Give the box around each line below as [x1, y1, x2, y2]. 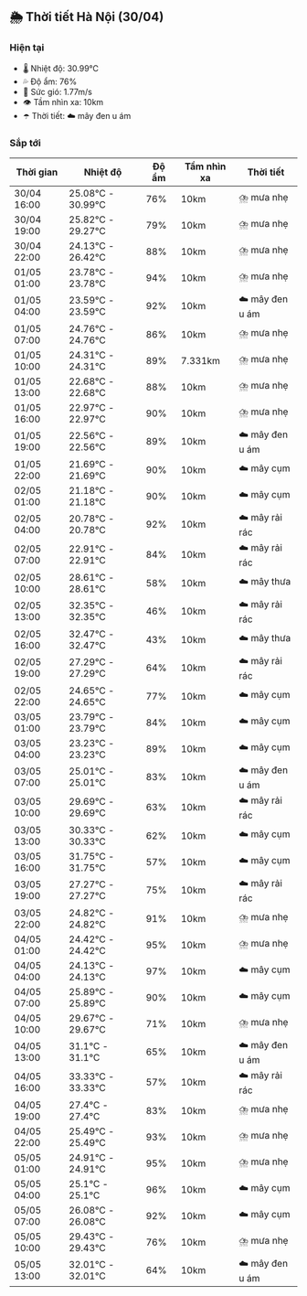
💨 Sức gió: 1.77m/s [22, 86, 93, 97]
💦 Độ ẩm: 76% [22, 76, 78, 87]
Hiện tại [9, 41, 45, 54]
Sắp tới [9, 136, 41, 149]
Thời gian [16, 166, 58, 178]
